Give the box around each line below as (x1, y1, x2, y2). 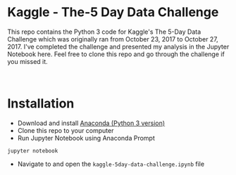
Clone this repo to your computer (17, 126, 114, 134)
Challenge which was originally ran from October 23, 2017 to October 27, (7, 34, 218, 43)
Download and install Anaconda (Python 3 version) (17, 119, 166, 127)
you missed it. (7, 57, 48, 65)
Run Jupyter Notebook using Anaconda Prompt (17, 134, 155, 142)
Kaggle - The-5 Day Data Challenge (7, 4, 219, 20)
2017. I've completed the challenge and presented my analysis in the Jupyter (7, 42, 230, 51)
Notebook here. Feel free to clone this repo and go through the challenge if (7, 50, 225, 58)
